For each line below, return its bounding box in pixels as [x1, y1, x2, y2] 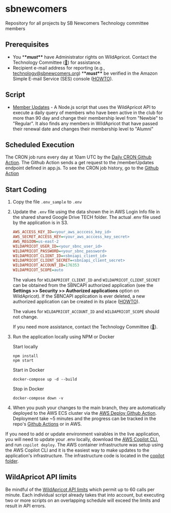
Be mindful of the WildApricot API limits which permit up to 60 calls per [5, 486, 155, 493]
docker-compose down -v [12, 396, 64, 401]
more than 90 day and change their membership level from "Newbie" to [12, 115, 163, 121]
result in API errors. [5, 502, 46, 509]
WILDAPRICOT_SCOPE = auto [12, 267, 64, 273]
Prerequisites [5, 40, 49, 49]
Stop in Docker [12, 386, 44, 392]
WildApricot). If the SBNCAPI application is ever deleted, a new [12, 293, 145, 299]
